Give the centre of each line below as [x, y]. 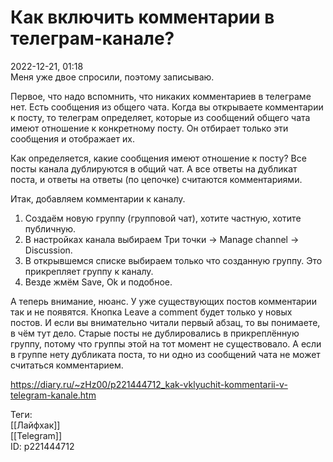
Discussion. [48, 250]
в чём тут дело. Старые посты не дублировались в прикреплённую [155, 333]
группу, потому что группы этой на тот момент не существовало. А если [166, 343]
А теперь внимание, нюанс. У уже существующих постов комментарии [163, 301]
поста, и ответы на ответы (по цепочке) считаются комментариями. [156, 179]
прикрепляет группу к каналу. [89, 271]
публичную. [50, 228]
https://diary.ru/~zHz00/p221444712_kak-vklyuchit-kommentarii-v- [149, 384]
